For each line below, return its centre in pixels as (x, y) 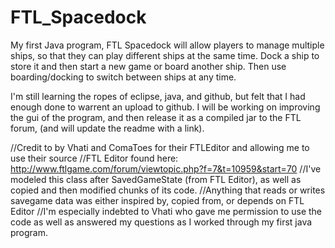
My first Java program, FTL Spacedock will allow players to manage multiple (167, 45)
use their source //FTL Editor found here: (94, 158)
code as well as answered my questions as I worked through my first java (161, 222)
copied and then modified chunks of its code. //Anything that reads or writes (168, 190)
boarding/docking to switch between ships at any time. (123, 77)
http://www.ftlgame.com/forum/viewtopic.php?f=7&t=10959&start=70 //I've (166, 168)
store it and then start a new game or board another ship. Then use (148, 66)
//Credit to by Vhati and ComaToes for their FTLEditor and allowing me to (160, 147)
